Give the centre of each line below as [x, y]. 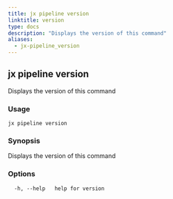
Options [22, 174]
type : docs [24, 26]
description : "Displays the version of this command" [88, 33]
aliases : [20, 40]
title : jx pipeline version [49, 14]
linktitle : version [36, 20]
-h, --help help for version [59, 189]
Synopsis [24, 141]
